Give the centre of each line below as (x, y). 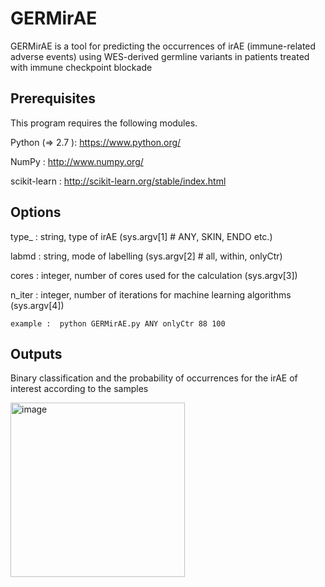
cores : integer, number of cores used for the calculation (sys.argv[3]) (154, 275)
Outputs (36, 353)
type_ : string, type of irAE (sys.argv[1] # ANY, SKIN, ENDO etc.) (141, 236)
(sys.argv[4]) (37, 305)
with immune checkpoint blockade (81, 67)
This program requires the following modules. (104, 123)
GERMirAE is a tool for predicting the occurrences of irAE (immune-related (163, 46)
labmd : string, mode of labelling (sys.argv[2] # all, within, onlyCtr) (146, 256)
